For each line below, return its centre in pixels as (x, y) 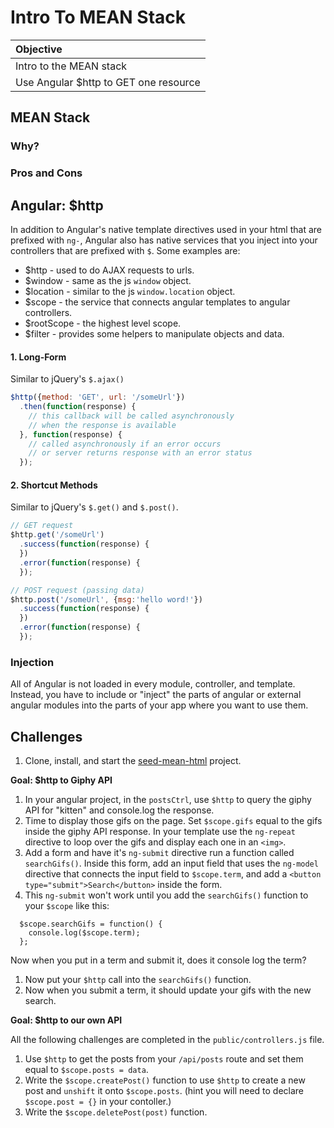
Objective (39, 49)
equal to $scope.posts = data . (86, 1069)
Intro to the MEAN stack (71, 66)
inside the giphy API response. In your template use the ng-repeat (160, 831)
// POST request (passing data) (77, 590)
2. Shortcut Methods (54, 485)
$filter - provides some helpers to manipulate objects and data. (154, 333)
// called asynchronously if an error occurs (125, 444)
